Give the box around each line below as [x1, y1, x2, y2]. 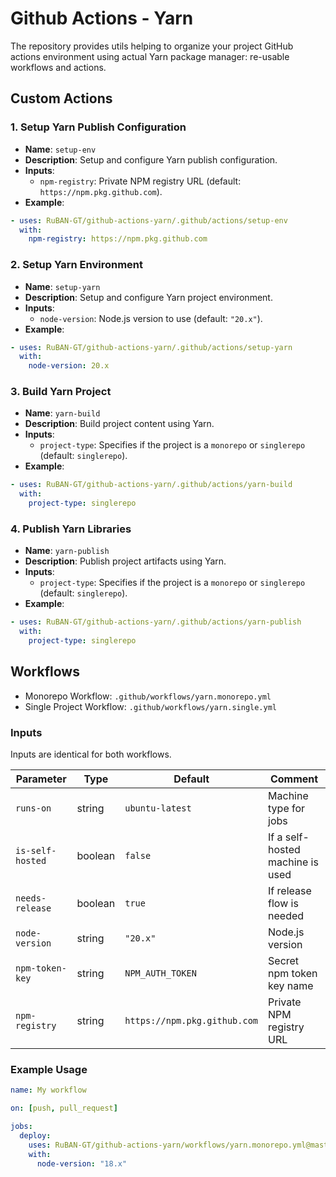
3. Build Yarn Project [10, 385, 112, 399]
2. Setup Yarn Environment [10, 258, 144, 272]
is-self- [15, 845, 57, 857]
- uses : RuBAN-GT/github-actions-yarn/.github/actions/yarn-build [10, 480, 293, 490]
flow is [268, 897, 299, 911]
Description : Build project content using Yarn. [24, 418, 215, 430]
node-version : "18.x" [36, 1158, 128, 1169]
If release [268, 884, 312, 898]
